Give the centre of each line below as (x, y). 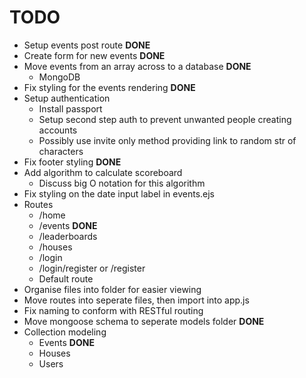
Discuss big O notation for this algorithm (122, 183)
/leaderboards (68, 236)
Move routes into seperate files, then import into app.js (136, 300)
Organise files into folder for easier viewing (112, 289)
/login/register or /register (92, 268)
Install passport (70, 108)
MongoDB (59, 77)
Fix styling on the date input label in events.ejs (119, 193)
